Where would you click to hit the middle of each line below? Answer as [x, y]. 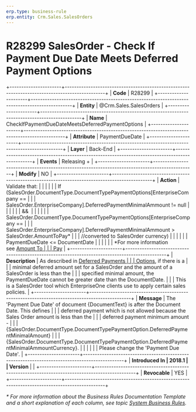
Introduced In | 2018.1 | [160, 360]
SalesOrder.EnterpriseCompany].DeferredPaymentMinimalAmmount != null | [98, 205]
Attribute [84, 137]
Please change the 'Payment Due [139, 348]
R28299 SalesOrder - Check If [80, 46]
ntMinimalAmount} [28, 336]
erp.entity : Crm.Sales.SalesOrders [49, 17]
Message [150, 298]
